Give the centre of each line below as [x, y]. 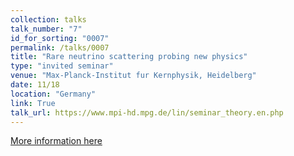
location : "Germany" [53, 94]
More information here [56, 141]
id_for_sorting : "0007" [60, 38]
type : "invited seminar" [62, 66]
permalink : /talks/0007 [60, 47]
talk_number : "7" [46, 29]
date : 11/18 [35, 85]
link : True [33, 103]
